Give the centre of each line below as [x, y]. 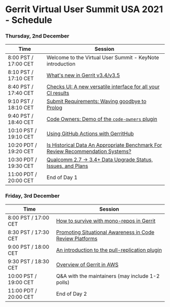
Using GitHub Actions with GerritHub [90, 134]
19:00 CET [21, 282]
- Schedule [29, 20]
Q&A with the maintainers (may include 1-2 [108, 276]
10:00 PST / [22, 276]
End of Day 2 [71, 294]
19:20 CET [21, 152]
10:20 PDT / [22, 145]
